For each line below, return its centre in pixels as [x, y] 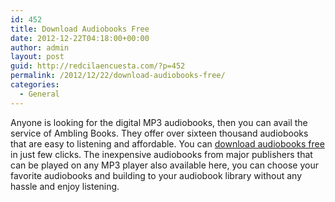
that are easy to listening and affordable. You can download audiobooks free [167, 143]
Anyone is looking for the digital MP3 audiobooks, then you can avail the [159, 122]
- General [39, 94]
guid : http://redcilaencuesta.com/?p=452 [98, 66]
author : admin [40, 47]
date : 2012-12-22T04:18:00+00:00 [80, 38]
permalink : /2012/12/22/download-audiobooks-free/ [118, 76]
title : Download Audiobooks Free [80, 29]
